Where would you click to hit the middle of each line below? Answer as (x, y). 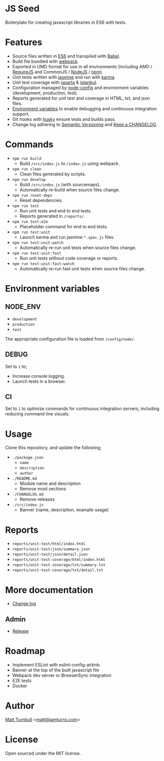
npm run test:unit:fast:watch (43, 264)
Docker (20, 686)
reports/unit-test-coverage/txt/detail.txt (58, 570)
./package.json (28, 458)
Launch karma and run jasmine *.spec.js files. (67, 237)
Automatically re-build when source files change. (70, 190)
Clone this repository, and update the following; (53, 448)
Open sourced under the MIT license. (43, 753)
